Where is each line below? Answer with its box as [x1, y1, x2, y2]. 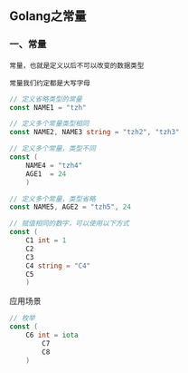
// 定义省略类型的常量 [9, 94, 83, 103]
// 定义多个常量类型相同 [9, 119, 89, 129]
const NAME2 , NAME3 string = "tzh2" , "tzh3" [9, 128, 180, 137]
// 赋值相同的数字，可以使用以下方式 [9, 219, 129, 229]
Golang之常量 [9, 8, 87, 25]
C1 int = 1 [25, 236, 67, 245]
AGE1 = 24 [25, 169, 67, 179]
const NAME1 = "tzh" [9, 103, 88, 112]
